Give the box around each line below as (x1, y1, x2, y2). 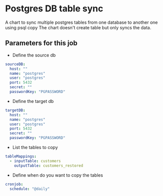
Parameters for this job (5, 39, 78, 48)
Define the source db (12, 52, 56, 58)
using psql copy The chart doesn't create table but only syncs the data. (5, 24, 152, 30)
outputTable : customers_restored (14, 163, 83, 168)
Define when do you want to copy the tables (12, 172, 103, 178)
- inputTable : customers (9, 158, 61, 163)
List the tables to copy (12, 145, 58, 150)
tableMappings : (5, 154, 37, 159)
